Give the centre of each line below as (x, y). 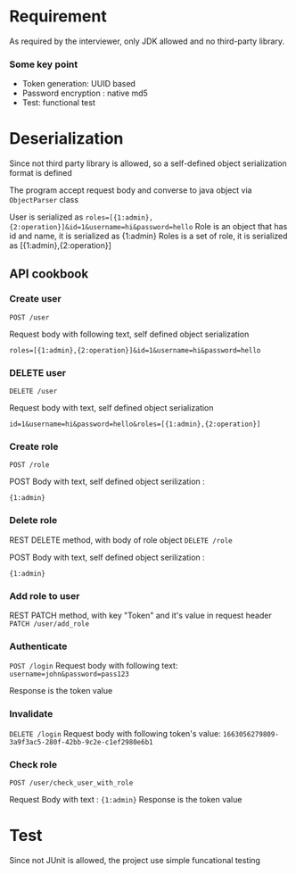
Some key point (44, 64)
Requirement (58, 17)
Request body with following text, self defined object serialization (129, 334)
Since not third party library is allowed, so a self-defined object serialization (148, 163)
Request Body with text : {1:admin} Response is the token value (126, 799)
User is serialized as (46, 217)
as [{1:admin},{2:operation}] (60, 246)
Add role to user (45, 595)
